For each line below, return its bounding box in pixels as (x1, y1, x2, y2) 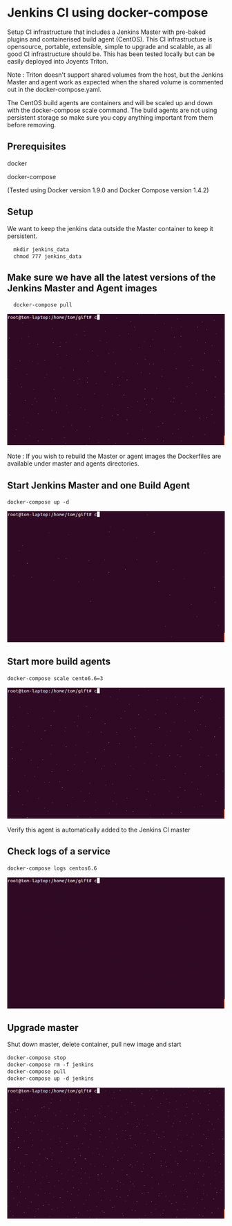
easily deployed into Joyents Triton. (7, 57, 108, 65)
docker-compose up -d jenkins (7, 1075, 95, 1082)
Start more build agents (7, 656, 111, 668)
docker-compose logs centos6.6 (7, 865, 97, 872)
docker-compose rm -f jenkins (7, 1061, 95, 1068)
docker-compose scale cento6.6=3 (7, 675, 104, 682)
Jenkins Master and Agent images (7, 282, 157, 294)
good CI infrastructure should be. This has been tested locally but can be (7, 50, 215, 58)
